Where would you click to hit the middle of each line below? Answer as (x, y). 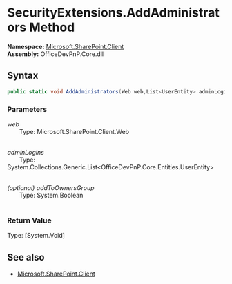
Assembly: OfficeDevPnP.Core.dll (56, 54)
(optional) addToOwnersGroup (51, 187)
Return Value (29, 220)
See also (26, 257)
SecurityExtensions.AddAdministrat (113, 13)
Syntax (23, 76)
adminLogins (26, 152)
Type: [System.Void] (36, 236)
